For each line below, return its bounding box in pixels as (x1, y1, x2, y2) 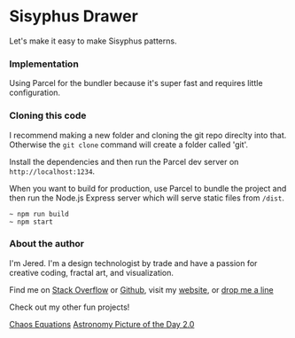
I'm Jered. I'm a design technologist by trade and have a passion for (9, 257, 258, 268)
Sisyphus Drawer (9, 6, 139, 27)
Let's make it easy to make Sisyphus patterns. (9, 35, 177, 46)
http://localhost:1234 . (9, 166, 96, 177)
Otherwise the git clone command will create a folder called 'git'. (9, 139, 249, 150)
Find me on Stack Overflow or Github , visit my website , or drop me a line (9, 284, 274, 295)
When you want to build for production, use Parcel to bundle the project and (9, 183, 287, 193)
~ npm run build (9, 209, 69, 218)
